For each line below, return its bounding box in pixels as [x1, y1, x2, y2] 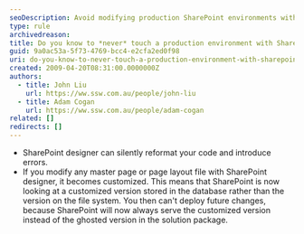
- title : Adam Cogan [17, 97, 95, 107]
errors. [22, 157, 48, 167]
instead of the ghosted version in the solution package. [22, 214, 229, 225]
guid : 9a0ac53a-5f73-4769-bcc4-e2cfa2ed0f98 [9, 47, 180, 56]
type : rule [9, 22, 51, 31]
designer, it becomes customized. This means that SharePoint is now [22, 176, 280, 186]
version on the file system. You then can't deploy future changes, [22, 195, 267, 206]
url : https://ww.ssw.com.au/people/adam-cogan [25, 106, 204, 115]
